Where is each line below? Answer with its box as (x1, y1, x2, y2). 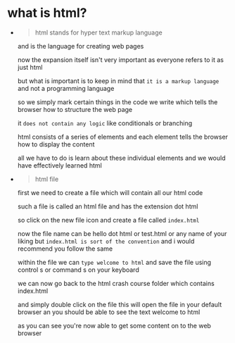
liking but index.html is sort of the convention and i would (17, 237, 195, 245)
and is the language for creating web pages (17, 42, 144, 50)
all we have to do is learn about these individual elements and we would (17, 154, 226, 162)
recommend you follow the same (17, 244, 113, 253)
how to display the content (17, 139, 95, 149)
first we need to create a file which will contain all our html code (17, 188, 203, 197)
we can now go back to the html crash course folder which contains (17, 279, 215, 287)
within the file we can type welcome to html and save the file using (17, 258, 212, 266)
